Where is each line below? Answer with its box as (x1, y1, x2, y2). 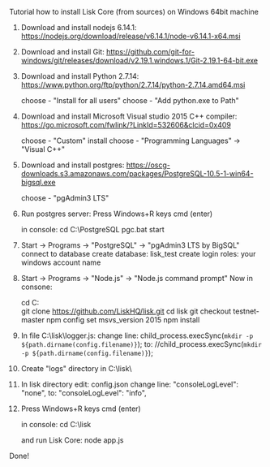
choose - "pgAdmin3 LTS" (20, 193, 109, 202)
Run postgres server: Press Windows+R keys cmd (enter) (20, 209, 213, 218)
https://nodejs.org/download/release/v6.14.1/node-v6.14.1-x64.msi (20, 32, 242, 41)
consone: (20, 282, 53, 292)
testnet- (233, 306, 260, 316)
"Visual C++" (20, 145, 66, 154)
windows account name (20, 257, 101, 267)
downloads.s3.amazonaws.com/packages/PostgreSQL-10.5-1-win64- (20, 169, 254, 178)
